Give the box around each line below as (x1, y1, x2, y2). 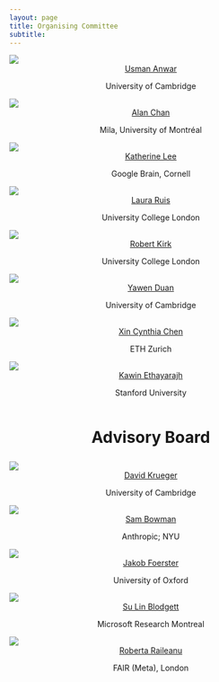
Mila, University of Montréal (100, 125, 202, 136)
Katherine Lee (125, 151, 177, 162)
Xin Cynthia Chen (118, 326, 184, 337)
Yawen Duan (127, 282, 175, 293)
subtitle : (9, 30, 47, 39)
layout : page (9, 13, 58, 22)
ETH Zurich (129, 343, 172, 355)
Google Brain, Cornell (110, 168, 191, 180)
